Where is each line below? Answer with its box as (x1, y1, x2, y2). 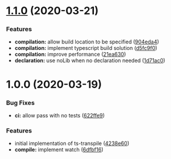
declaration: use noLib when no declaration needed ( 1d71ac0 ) (14, 57, 166, 64)
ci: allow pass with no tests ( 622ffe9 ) (14, 111, 105, 119)
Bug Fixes (6, 99, 35, 107)
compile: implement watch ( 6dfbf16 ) (14, 146, 104, 153)
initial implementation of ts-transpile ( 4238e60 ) (14, 140, 129, 147)
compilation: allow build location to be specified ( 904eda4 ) (14, 38, 160, 45)
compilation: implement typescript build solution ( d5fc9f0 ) (14, 45, 157, 52)
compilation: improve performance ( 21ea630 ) (14, 51, 126, 58)
